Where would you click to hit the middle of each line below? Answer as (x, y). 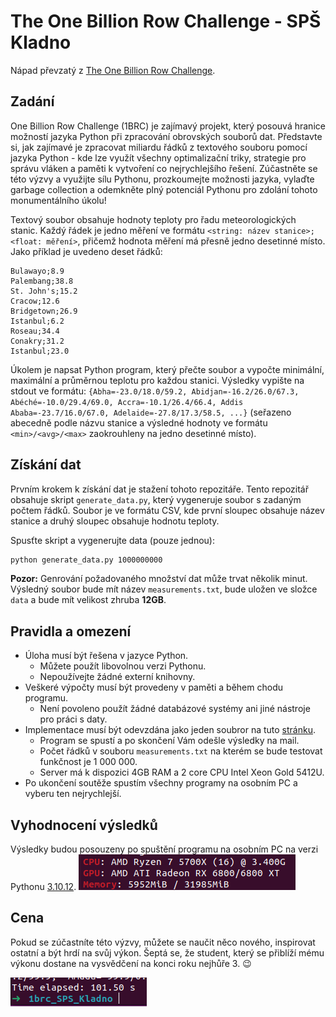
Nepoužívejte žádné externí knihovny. (117, 677)
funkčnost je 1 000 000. (88, 762)
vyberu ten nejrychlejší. (73, 794)
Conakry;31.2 (37, 341)
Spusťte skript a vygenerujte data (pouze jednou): (112, 540)
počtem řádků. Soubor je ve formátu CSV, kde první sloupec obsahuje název (167, 510)
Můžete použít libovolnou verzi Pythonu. (123, 666)
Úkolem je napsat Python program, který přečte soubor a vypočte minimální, (167, 369)
